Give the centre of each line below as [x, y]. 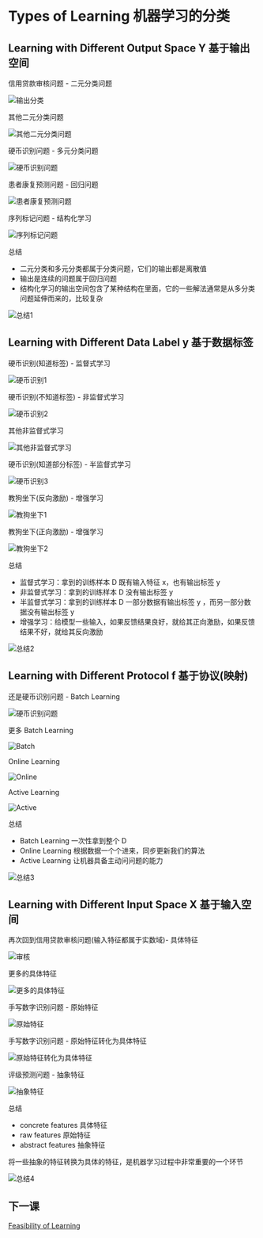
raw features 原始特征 [55, 1135]
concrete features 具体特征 [64, 1125]
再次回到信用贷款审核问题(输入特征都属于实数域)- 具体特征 [103, 940]
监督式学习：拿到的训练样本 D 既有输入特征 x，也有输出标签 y [120, 582]
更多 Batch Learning [41, 730]
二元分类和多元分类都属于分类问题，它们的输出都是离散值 [113, 269]
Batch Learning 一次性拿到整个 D [73, 840]
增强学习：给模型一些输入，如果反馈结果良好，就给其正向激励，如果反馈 [137, 621]
